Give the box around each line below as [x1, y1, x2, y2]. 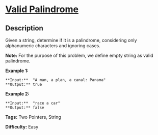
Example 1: [5, 68, 29, 74]
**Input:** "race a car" [5, 100, 60, 106]
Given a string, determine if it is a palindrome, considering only [5, 37, 137, 43]
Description [5, 24, 43, 32]
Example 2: [5, 91, 30, 97]
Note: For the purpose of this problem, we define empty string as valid [5, 52, 154, 58]
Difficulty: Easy [5, 124, 39, 130]
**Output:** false [5, 105, 44, 110]
